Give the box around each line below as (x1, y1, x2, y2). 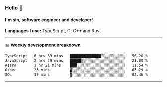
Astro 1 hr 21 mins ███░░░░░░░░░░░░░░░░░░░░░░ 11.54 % (5, 63, 148, 68)
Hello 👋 (5, 4, 23, 11)
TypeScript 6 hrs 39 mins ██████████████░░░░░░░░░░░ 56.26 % (5, 54, 148, 59)
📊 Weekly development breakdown (5, 42, 81, 48)
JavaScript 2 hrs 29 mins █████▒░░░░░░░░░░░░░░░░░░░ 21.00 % (5, 58, 148, 63)
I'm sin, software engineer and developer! (5, 17, 93, 23)
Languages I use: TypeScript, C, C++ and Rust (5, 28, 101, 34)
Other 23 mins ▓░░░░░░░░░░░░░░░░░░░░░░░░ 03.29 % (5, 67, 148, 72)
